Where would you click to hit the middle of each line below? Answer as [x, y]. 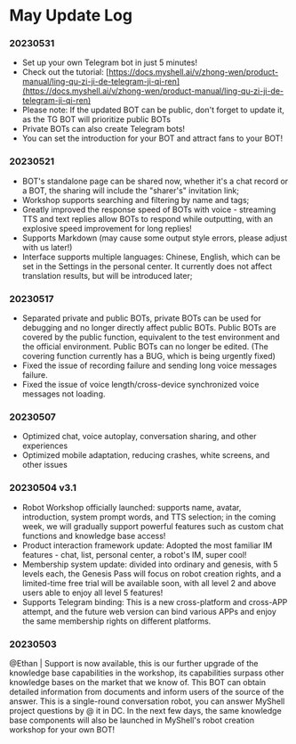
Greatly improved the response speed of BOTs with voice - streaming [149, 209]
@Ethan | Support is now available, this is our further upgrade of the [134, 663]
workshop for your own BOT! [62, 729]
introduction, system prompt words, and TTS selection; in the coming [149, 517]
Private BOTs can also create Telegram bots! [103, 129]
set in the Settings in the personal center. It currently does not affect [147, 266]
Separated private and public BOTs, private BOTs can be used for [141, 318]
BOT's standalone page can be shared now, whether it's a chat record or [155, 181]
